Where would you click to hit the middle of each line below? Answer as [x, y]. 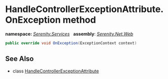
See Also [19, 59]
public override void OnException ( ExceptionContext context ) [71, 43]
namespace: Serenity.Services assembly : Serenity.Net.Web [69, 34]
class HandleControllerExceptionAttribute [56, 71]
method [79, 20]
